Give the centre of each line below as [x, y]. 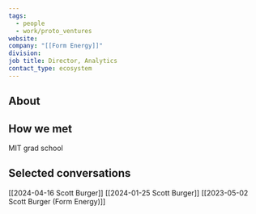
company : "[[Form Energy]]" [56, 46]
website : [23, 38]
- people [30, 23]
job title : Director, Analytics [63, 61]
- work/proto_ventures [54, 31]
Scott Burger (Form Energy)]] [57, 201]
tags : [17, 16]
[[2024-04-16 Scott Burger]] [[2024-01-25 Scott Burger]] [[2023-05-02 [128, 193]
